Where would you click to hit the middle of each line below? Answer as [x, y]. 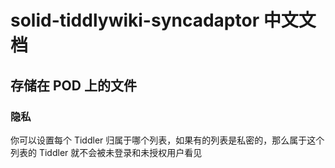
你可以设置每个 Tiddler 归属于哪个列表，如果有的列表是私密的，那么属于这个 [167, 140]
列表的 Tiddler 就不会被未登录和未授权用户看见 [106, 152]
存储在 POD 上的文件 [73, 85]
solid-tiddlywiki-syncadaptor [135, 20]
